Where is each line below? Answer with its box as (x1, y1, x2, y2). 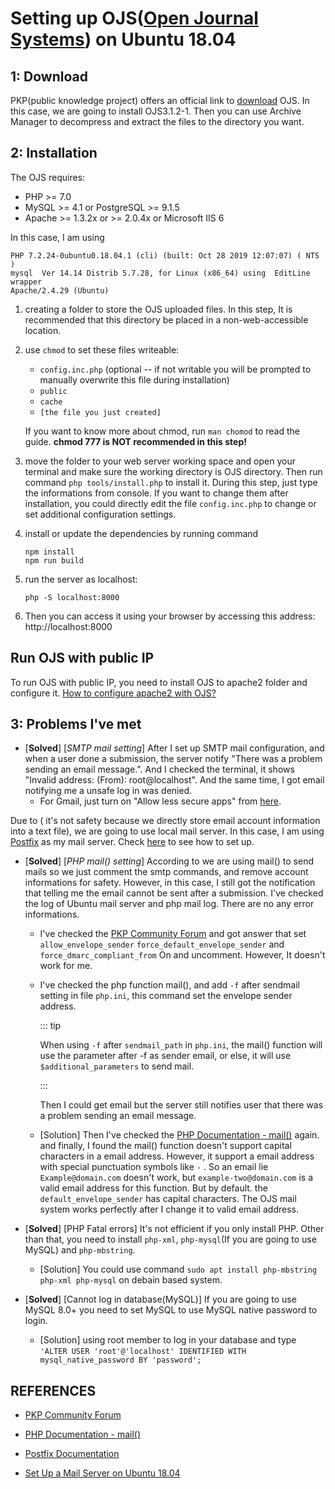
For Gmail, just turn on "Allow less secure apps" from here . (39, 795, 282, 807)
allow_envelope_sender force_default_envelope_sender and (39, 938, 285, 951)
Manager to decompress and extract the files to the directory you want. (10, 116, 305, 127)
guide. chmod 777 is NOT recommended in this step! (24, 435, 247, 447)
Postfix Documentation (24, 1448, 120, 1460)
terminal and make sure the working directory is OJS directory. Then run (24, 465, 323, 477)
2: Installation (10, 145, 98, 162)
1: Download (10, 68, 88, 85)
